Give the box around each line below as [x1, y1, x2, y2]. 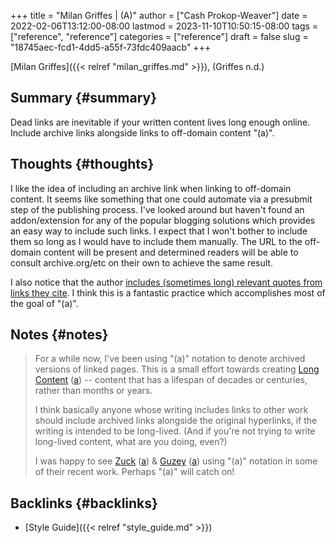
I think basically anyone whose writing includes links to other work [34, 404, 309, 416]
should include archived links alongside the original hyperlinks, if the [34, 415, 318, 427]
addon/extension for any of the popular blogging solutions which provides [10, 214, 316, 226]
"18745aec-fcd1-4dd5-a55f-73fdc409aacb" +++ [10, 41, 212, 53]
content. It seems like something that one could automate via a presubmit [10, 193, 313, 205]
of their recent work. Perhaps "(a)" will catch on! [34, 466, 235, 478]
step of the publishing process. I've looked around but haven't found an [10, 203, 305, 215]
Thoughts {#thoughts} [10, 156, 155, 173]
